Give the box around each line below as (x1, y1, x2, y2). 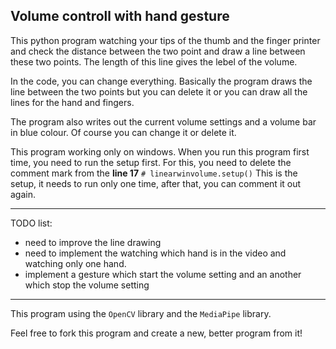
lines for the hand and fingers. (10, 96, 135, 108)
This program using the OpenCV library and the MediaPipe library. (10, 307, 272, 319)
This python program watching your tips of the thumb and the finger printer (10, 34, 321, 46)
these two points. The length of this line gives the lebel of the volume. (10, 55, 298, 68)
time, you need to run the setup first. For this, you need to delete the (10, 156, 292, 168)
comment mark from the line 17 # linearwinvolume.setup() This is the (10, 167, 298, 179)
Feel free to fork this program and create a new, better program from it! (10, 327, 303, 339)
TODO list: (10, 217, 53, 229)
